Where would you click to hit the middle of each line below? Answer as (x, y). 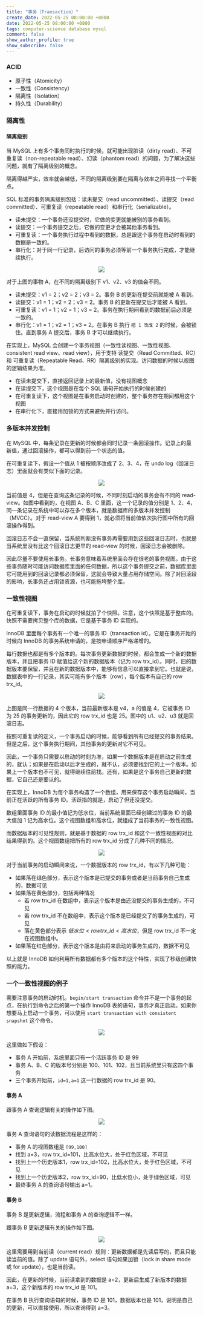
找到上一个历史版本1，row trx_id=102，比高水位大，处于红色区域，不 (101, 1162)
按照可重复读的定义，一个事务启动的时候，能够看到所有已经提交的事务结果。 (101, 736)
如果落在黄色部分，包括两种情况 (55, 893)
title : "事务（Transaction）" (42, 12)
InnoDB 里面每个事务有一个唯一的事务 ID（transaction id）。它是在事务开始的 (101, 633)
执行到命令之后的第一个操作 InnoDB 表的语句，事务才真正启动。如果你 (109, 1005)
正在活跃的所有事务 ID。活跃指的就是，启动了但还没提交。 (83, 799)
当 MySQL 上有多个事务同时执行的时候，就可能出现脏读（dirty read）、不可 (99, 151)
